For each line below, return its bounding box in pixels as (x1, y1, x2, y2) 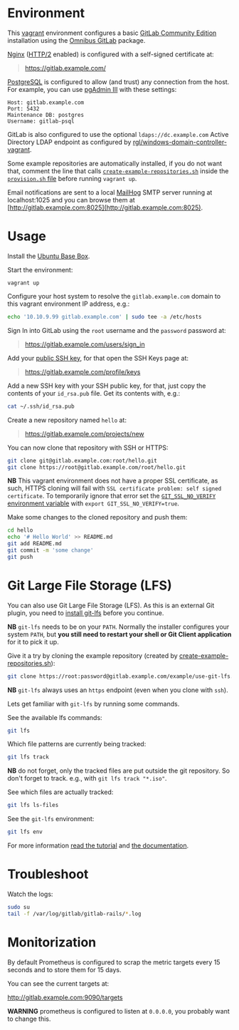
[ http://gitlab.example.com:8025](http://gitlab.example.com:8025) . (7, 203, 203, 212)
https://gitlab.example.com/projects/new (24, 429, 144, 438)
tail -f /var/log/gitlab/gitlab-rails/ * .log (7, 910, 142, 917)
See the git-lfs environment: (7, 815, 95, 823)
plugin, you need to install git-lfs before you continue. (7, 608, 164, 617)
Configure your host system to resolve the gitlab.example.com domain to (7, 292, 221, 300)
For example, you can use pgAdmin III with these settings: (7, 85, 177, 93)
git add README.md (7, 540, 62, 547)
